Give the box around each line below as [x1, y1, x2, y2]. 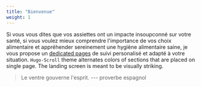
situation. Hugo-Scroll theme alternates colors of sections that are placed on [6, 56, 195, 63]
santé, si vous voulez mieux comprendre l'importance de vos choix [6, 37, 172, 44]
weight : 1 [6, 14, 31, 20]
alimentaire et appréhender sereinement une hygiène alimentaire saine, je [6, 43, 188, 51]
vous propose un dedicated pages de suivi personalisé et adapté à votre [6, 49, 185, 57]
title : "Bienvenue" [6, 8, 55, 15]
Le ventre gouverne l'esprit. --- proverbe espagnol [20, 74, 146, 81]
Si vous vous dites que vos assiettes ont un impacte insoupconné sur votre [6, 30, 191, 38]
